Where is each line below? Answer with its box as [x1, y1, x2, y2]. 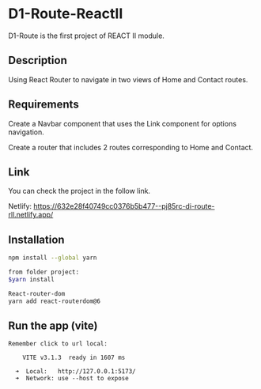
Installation [8, 232, 65, 246]
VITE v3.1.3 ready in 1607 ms [22, 353, 126, 362]
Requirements [8, 98, 79, 111]
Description [8, 54, 67, 67]
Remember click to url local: [8, 340, 108, 348]
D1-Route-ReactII [8, 5, 123, 23]
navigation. [8, 127, 45, 137]
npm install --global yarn [8, 254, 97, 262]
